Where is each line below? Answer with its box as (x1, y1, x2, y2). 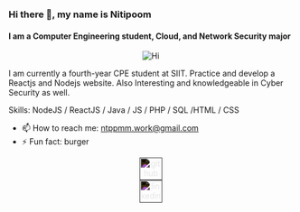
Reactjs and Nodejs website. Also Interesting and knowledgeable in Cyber (8, 78, 284, 88)
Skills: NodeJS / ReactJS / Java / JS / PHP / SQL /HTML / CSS (8, 105, 240, 115)
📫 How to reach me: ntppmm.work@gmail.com (21, 123, 200, 134)
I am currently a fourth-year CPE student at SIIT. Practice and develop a (8, 68, 276, 79)
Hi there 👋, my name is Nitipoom (8, 8, 152, 21)
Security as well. (8, 88, 70, 98)
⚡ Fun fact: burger (21, 136, 89, 147)
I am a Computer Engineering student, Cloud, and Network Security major (8, 31, 291, 41)
